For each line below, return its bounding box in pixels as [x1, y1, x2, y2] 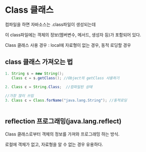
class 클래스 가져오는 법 [5, 58, 73, 66]
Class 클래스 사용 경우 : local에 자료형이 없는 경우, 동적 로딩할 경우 [5, 42, 131, 48]
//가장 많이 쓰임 [5, 94, 34, 98]
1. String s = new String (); [5, 71, 64, 76]
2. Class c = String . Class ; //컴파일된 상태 [5, 85, 93, 90]
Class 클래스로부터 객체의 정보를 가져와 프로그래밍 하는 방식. [5, 131, 120, 137]
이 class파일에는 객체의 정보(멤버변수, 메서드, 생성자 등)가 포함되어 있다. [5, 32, 142, 38]
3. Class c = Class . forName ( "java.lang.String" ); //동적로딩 [5, 98, 127, 103]
